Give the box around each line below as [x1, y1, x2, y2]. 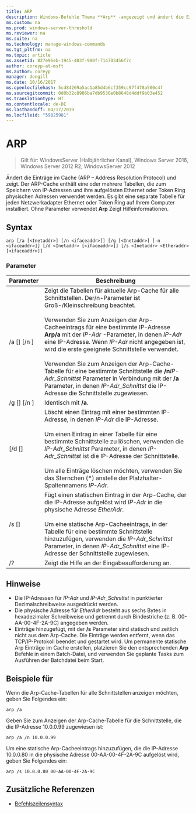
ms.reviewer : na [6, 30, 45, 36]
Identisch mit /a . [44, 399, 89, 407]
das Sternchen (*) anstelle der [44, 474, 128, 482]
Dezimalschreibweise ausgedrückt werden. [14, 601, 118, 608]
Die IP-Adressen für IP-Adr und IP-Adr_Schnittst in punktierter [14, 595, 163, 602]
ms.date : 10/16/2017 [6, 80, 57, 86]
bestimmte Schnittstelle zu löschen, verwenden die [44, 438, 184, 446]
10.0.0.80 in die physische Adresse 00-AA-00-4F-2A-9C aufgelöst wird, [6, 751, 180, 758]
